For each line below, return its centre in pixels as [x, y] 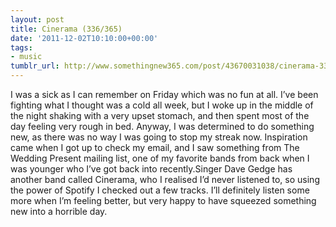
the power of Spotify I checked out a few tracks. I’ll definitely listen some [160, 190]
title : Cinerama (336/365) [66, 29]
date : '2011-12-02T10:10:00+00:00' [84, 38]
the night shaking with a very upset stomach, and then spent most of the [160, 115]
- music [26, 57]
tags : [21, 47]
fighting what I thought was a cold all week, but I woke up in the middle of [162, 105]
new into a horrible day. [59, 211]
